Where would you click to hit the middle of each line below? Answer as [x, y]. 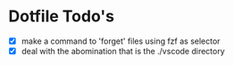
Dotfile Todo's [62, 16]
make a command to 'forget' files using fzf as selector [121, 41]
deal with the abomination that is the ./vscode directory [123, 51]
